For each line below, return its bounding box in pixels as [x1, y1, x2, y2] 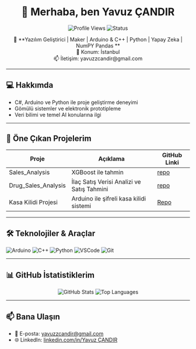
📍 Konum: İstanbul [76, 48, 120, 55]
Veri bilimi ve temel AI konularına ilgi [14, 111, 101, 118]
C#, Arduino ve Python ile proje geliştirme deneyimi [14, 99, 138, 106]
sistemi [71, 202, 92, 210]
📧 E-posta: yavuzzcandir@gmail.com [14, 330, 104, 337]
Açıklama [98, 154, 125, 163]
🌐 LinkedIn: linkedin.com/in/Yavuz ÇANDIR [14, 336, 118, 343]
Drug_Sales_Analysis [9, 181, 66, 189]
